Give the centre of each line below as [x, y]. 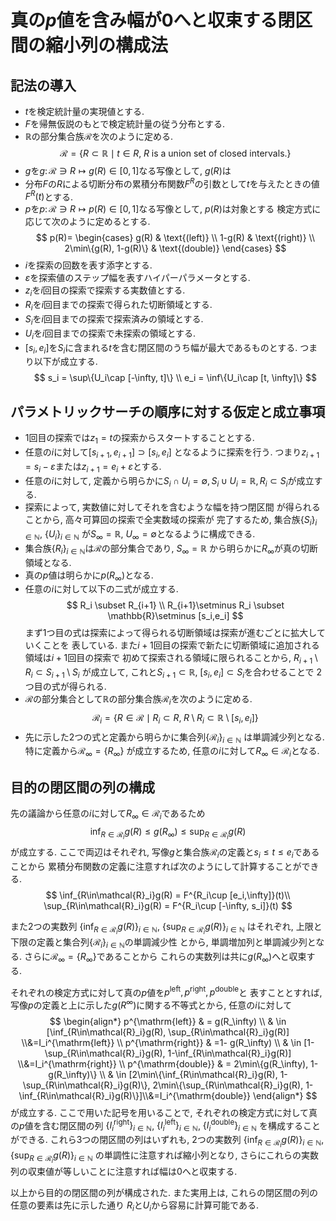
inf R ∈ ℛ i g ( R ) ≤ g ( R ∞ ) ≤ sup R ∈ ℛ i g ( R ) [168, 833]
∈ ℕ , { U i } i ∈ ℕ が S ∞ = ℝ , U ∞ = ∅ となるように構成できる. [140, 535]
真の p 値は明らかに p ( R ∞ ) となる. [89, 576]
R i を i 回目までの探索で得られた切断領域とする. [118, 306]
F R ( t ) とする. [49, 196]
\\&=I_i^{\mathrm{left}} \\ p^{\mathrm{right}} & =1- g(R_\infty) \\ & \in [161, 1042]
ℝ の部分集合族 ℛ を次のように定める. [99, 136]
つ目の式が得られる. [65, 687]
